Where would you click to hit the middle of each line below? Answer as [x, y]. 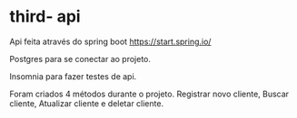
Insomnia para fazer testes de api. [73, 76]
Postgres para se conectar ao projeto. [80, 59]
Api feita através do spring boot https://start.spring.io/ [110, 41]
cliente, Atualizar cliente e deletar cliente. [87, 103]
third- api [45, 17]
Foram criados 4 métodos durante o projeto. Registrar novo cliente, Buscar [149, 94]
